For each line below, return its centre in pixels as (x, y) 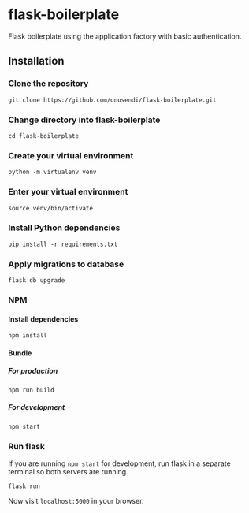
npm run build (32, 390)
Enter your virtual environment (68, 192)
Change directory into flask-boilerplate (84, 120)
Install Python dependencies (64, 228)
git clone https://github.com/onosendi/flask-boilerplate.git (112, 100)
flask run (24, 486)
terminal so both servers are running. (68, 472)
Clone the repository (48, 84)
